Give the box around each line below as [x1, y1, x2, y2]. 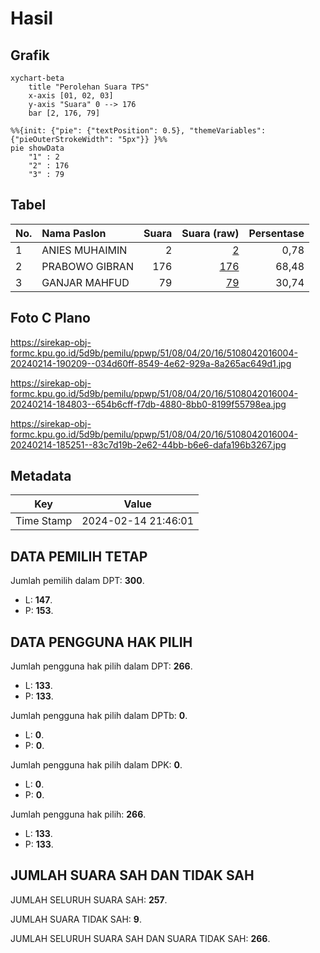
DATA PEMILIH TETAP [10, 548, 148, 565]
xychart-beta [10, 73, 65, 83]
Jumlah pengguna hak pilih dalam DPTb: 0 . [10, 710, 188, 722]
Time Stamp [15, 514, 73, 528]
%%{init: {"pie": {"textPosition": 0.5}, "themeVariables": [10, 126, 267, 136]
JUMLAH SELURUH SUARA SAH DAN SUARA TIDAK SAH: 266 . [10, 932, 271, 944]
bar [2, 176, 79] [28, 108, 101, 118]
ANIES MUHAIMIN [41, 243, 128, 257]
